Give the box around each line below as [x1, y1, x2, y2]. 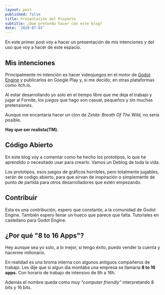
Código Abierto [5, 141, 53, 149]
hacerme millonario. [5, 250, 46, 256]
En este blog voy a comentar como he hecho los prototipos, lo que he [5, 154, 146, 160]
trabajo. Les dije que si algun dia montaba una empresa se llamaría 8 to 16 [5, 264, 156, 270]
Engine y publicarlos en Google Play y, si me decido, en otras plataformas [5, 77, 155, 83]
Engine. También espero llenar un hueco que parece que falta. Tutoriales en [5, 212, 159, 218]
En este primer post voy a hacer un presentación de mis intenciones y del [5, 39, 154, 45]
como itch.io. [5, 82, 32, 88]
